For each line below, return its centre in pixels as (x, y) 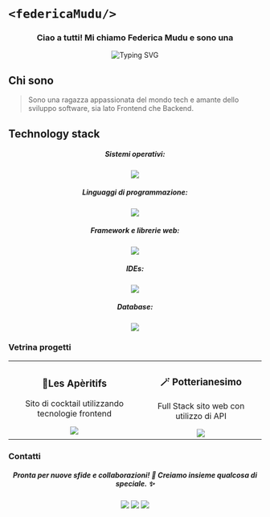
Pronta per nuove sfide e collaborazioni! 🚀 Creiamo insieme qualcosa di (135, 475)
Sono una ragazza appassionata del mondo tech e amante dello (133, 100)
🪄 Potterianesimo (201, 382)
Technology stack (54, 134)
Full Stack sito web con (201, 406)
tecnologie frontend (75, 414)
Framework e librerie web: (135, 231)
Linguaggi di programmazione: (135, 192)
